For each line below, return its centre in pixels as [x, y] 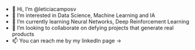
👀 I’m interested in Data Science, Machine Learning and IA [83, 15]
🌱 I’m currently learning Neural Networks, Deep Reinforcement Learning [100, 21]
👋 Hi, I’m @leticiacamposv [44, 9]
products [23, 34]
